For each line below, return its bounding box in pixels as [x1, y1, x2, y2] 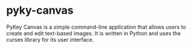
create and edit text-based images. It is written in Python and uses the [6, 29, 181, 36]
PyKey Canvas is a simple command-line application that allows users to [6, 23, 186, 30]
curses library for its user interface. [6, 36, 94, 43]
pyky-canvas [6, 4, 74, 17]
